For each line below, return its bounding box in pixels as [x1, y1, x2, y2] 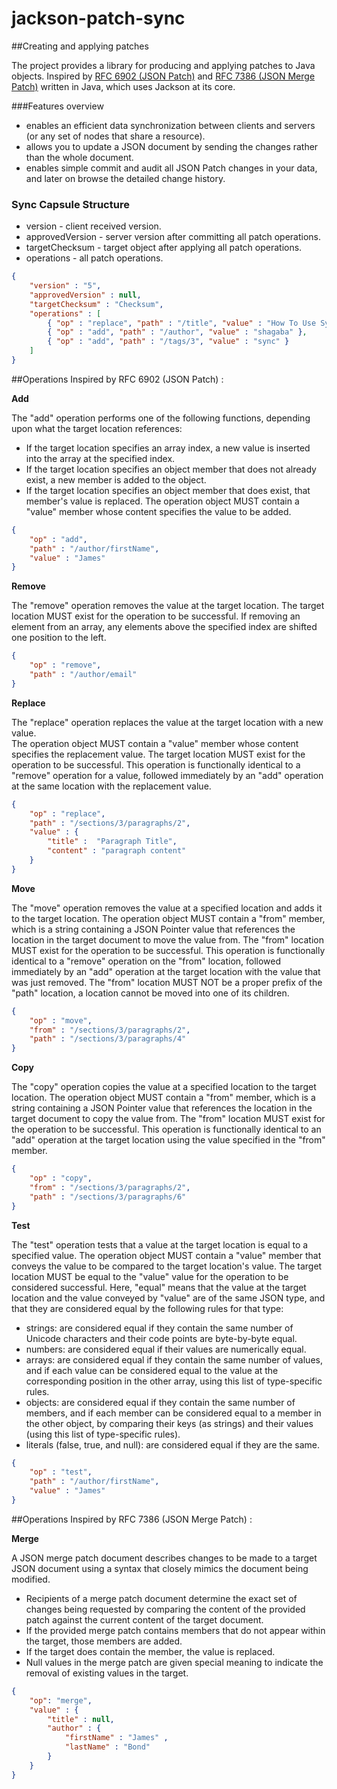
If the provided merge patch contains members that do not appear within [25, 1624, 326, 1636]
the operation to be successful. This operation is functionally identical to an [11, 1123, 322, 1136]
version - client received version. [25, 220, 162, 232]
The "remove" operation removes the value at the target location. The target [11, 600, 325, 612]
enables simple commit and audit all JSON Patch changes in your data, [25, 162, 318, 174]
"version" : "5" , [29, 281, 102, 291]
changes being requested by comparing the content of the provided [25, 1603, 306, 1615]
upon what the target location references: [11, 422, 183, 434]
